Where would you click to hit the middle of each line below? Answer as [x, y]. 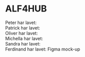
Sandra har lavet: [23, 43]
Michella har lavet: [24, 38]
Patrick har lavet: [23, 27]
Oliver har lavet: [22, 33]
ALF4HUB [26, 9]
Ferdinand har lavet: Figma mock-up [43, 49]
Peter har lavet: [21, 22]
